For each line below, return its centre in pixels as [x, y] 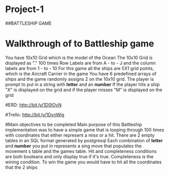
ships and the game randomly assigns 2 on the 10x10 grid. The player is [79, 79]
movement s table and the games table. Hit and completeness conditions [81, 151]
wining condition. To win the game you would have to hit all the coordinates [83, 162]
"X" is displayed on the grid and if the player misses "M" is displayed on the [84, 90]
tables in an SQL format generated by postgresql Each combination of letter [84, 140]
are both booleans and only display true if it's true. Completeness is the [79, 156]
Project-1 [24, 9]
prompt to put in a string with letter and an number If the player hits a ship [82, 84]
